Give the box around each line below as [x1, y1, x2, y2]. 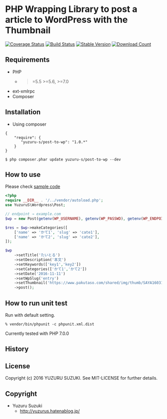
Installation [5, 108, 41, 117]
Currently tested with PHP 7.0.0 [5, 330, 70, 336]
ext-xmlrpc [12, 88, 35, 94]
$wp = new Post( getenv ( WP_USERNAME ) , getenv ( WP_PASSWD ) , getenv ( [5, 216, 144, 221]
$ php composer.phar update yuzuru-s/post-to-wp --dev [5, 157, 121, 162]
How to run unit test [5, 299, 68, 307]
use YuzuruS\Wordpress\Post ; [5, 203, 66, 208]
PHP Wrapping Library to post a [5, 3, 138, 15]
